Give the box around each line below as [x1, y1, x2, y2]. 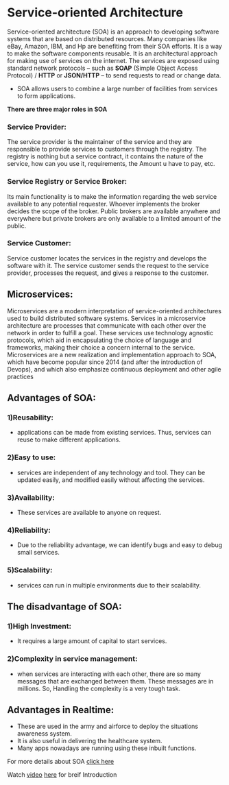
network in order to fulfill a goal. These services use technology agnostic [7, 328, 214, 337]
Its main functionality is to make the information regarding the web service [7, 192, 217, 200]
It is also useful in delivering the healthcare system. [16, 737, 162, 745]
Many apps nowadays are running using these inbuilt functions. [16, 744, 197, 752]
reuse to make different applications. [16, 435, 121, 444]
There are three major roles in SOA [7, 105, 108, 113]
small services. [16, 548, 60, 557]
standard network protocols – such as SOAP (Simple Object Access [7, 64, 198, 72]
